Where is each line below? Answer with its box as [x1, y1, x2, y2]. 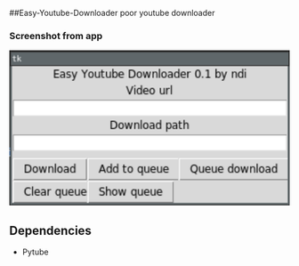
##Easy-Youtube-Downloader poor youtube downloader [9, 8, 215, 18]
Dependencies [9, 222, 92, 238]
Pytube [21, 246, 49, 257]
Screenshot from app [9, 29, 103, 42]
